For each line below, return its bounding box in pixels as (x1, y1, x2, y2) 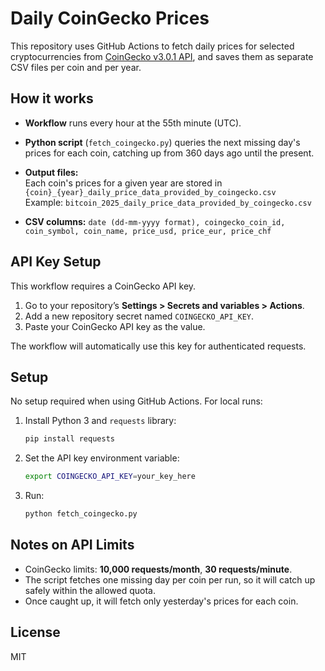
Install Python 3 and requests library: (24, 415, 177, 427)
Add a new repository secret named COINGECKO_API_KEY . (24, 310, 255, 322)
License (10, 624, 61, 641)
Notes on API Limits (10, 537, 135, 554)
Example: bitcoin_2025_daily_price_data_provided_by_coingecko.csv (24, 196, 312, 208)
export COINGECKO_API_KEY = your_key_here (24, 472, 196, 482)
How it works (10, 90, 94, 107)
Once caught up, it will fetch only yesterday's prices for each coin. (24, 595, 299, 607)
